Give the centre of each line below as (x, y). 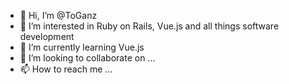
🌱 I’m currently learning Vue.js (82, 47)
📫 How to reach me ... (66, 69)
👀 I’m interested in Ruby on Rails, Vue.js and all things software (149, 26)
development (47, 36)
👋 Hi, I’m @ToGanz (58, 15)
